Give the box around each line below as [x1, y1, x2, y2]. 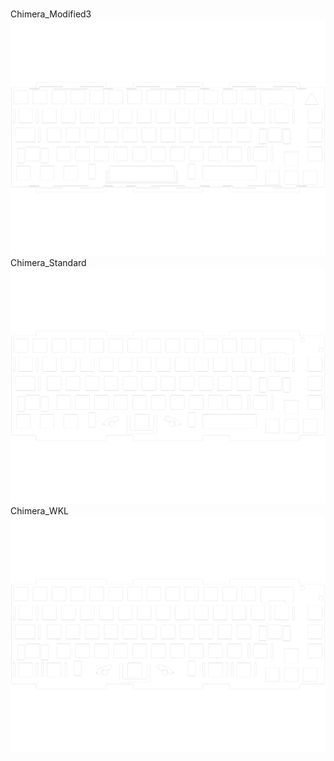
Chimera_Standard [10, 256, 87, 268]
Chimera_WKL [10, 505, 69, 517]
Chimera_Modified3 [10, 8, 92, 20]
